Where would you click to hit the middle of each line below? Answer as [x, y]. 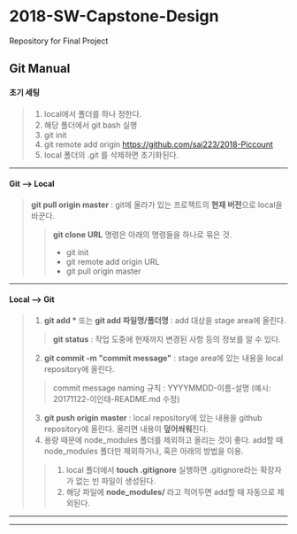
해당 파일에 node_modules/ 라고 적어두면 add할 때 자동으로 [171, 491]
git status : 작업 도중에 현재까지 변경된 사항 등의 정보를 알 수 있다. [167, 339]
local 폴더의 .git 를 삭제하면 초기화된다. [111, 155]
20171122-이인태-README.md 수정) [116, 399]
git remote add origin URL [113, 261]
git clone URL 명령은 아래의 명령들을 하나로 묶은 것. [142, 234]
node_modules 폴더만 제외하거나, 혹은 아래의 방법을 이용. [144, 451]
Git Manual [40, 69]
